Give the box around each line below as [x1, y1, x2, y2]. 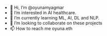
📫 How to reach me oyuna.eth [9, 26, 73, 31]
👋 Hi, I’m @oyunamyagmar [9, 5, 64, 10]
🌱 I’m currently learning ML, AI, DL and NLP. [9, 15, 100, 20]
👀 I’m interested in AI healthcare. [9, 10, 77, 16]
